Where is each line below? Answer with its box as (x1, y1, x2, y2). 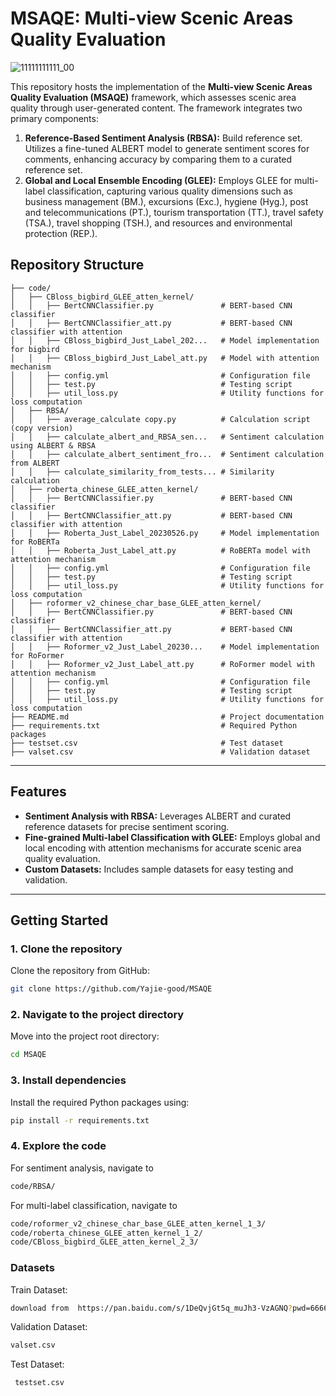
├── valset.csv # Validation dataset (10, 747, 311, 757)
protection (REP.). (24, 227, 98, 239)
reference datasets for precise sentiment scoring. (24, 820, 230, 832)
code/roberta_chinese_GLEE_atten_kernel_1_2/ (10, 1228, 203, 1238)
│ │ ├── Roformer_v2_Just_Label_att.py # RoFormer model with (10, 659, 315, 669)
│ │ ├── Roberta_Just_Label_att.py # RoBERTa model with (10, 545, 311, 556)
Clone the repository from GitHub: (10, 965, 150, 977)
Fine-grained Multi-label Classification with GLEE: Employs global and (24, 831, 321, 843)
